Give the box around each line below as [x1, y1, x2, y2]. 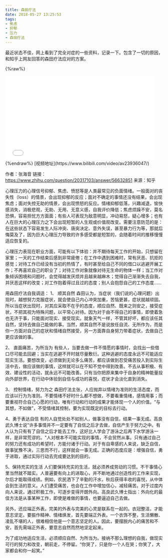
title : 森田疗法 [5, 7, 36, 12]
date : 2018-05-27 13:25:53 [5, 12, 61, 17]
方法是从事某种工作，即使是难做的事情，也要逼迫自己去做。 [9, 495, 132, 501]
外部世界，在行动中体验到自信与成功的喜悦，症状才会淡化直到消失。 [9, 376, 150, 382]
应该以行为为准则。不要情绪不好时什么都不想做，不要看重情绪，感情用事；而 [5, 393, 163, 399]
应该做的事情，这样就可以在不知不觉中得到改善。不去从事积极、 [26, 363, 158, 369]
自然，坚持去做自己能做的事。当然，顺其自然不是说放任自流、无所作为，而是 [5, 321, 163, 327]
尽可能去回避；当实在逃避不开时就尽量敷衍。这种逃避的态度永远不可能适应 [9, 351, 163, 357]
